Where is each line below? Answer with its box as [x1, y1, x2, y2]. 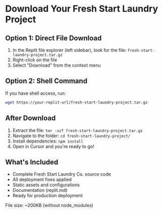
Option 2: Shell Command [5, 77, 87, 86]
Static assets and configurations [12, 182, 80, 188]
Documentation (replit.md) [12, 187, 68, 193]
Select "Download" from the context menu [12, 62, 101, 68]
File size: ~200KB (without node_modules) [5, 202, 93, 208]
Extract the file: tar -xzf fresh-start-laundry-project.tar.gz [12, 127, 143, 133]
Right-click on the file [12, 57, 57, 63]
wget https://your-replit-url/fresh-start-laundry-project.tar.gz [5, 100, 148, 105]
